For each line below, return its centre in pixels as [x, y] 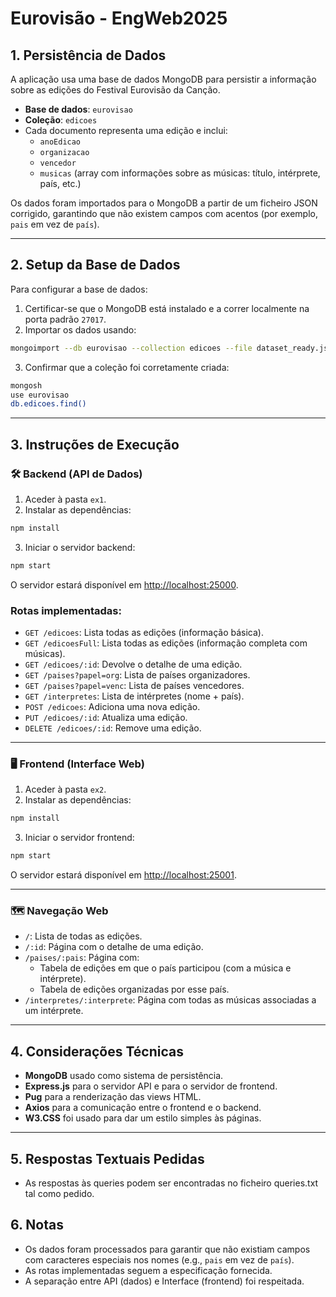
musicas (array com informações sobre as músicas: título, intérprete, [180, 173]
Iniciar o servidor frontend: [79, 838]
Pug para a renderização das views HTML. [113, 1097]
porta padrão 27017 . [65, 319]
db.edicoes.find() [48, 404]
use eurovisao [40, 395]
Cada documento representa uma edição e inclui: [126, 130]
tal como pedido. [59, 1194]
